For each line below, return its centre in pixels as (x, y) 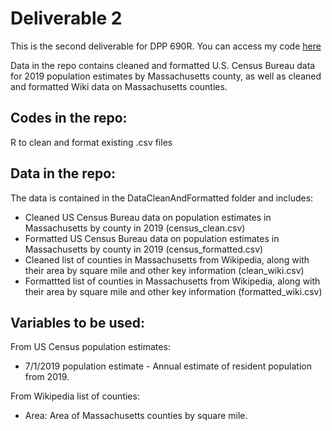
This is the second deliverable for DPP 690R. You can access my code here (166, 46)
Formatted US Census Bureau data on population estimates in (152, 238)
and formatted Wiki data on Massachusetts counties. (119, 86)
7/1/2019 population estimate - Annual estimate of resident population (168, 366)
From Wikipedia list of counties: (75, 396)
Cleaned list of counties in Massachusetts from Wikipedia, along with (167, 259)
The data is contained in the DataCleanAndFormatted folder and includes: (162, 198)
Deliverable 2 (66, 18)
